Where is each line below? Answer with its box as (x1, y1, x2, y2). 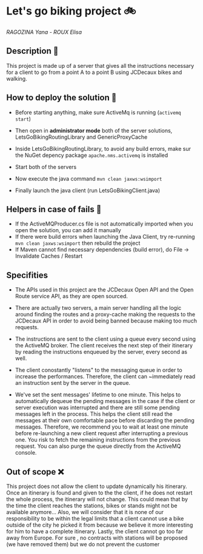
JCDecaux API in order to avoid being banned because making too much (15, 317, 197, 324)
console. (15, 449, 37, 456)
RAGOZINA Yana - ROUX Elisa (6, 28, 82, 36)
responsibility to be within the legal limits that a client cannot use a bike (6, 515, 184, 522)
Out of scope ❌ (6, 467, 64, 477)
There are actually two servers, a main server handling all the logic (15, 304, 182, 312)
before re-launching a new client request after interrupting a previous (15, 430, 188, 437)
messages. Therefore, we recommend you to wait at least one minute (15, 423, 188, 430)
